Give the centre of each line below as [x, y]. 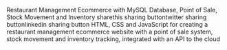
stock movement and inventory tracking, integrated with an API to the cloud [113, 39]
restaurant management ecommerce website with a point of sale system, [110, 32]
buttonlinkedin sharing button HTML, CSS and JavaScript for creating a [107, 24]
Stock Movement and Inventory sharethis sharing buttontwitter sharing [107, 17]
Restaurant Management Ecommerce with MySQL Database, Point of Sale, [112, 10]
